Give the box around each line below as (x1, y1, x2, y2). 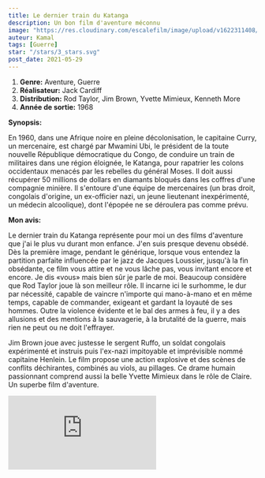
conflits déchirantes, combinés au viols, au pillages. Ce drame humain (8, 363, 236, 372)
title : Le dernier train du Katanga (8, 11, 129, 20)
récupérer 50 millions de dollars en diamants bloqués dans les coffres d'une (8, 174, 256, 184)
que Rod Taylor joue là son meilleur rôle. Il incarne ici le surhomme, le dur (8, 281, 247, 290)
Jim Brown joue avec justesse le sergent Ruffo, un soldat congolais (8, 338, 226, 347)
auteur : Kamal (8, 33, 55, 42)
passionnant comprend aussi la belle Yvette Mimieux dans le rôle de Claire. (8, 372, 252, 381)
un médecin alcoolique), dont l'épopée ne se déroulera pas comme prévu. (8, 200, 248, 209)
